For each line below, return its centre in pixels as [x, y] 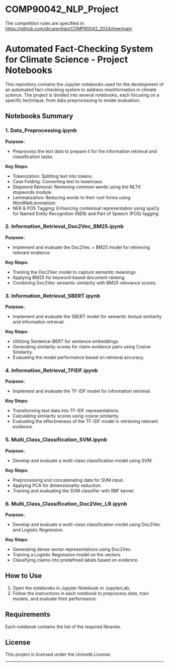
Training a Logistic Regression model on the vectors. [67, 555]
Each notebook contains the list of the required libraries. [63, 626]
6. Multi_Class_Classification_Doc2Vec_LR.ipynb [66, 503]
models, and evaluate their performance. [55, 599]
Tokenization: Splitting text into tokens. [53, 176]
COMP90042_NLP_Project [62, 9]
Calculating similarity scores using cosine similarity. [66, 416]
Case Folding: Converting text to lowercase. [58, 181]
